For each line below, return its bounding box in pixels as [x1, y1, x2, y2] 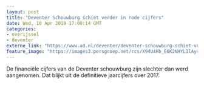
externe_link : [6, 43, 42, 49]
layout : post [6, 8, 39, 15]
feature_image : [6, 49, 45, 55]
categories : [6, 25, 36, 32]
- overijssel [6, 32, 39, 38]
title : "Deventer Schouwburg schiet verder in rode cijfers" [6, 15, 165, 21]
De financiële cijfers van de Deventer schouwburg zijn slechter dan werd [6, 65, 188, 72]
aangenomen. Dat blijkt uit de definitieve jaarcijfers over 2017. [6, 71, 160, 79]
